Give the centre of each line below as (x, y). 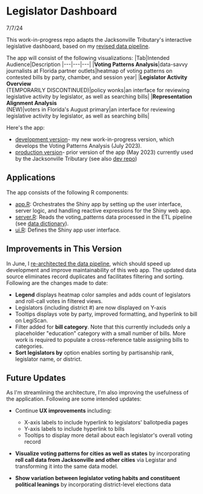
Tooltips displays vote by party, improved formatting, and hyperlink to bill (106, 314)
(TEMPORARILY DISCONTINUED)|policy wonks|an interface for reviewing (98, 90)
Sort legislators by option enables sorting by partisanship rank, (94, 352)
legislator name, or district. (48, 359)
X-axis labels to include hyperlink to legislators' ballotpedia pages (106, 422)
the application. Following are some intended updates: (74, 399)
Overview (19, 84)
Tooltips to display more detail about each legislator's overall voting (108, 435)
